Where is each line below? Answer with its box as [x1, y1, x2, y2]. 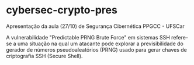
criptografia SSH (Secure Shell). [6, 52, 83, 59]
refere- [171, 34, 189, 41]
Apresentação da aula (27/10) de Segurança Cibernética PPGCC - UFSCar [6, 23, 185, 30]
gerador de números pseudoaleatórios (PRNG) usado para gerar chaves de [6, 46, 187, 53]
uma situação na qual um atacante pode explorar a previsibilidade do [17, 40, 184, 47]
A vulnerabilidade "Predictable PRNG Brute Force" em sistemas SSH [6, 34, 171, 41]
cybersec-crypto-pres [6, 3, 118, 17]
